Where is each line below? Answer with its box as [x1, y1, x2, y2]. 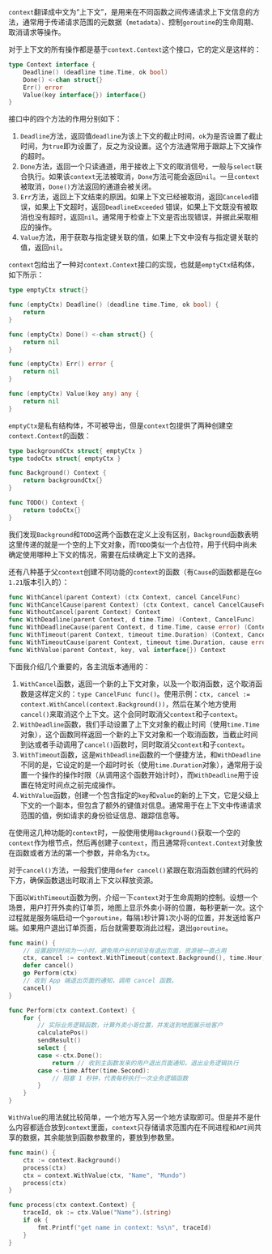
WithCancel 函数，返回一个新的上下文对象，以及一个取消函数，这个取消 [19, 679, 256, 689]
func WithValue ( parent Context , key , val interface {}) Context [8, 646, 227, 654]
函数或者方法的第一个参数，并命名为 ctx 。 [15, 847, 155, 857]
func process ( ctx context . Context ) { [8, 1201, 136, 1209]
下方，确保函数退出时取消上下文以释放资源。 [8, 875, 158, 885]
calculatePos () [37, 1029, 89, 1037]
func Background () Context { [8, 469, 107, 477]
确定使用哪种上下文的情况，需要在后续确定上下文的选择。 [8, 549, 200, 559]
